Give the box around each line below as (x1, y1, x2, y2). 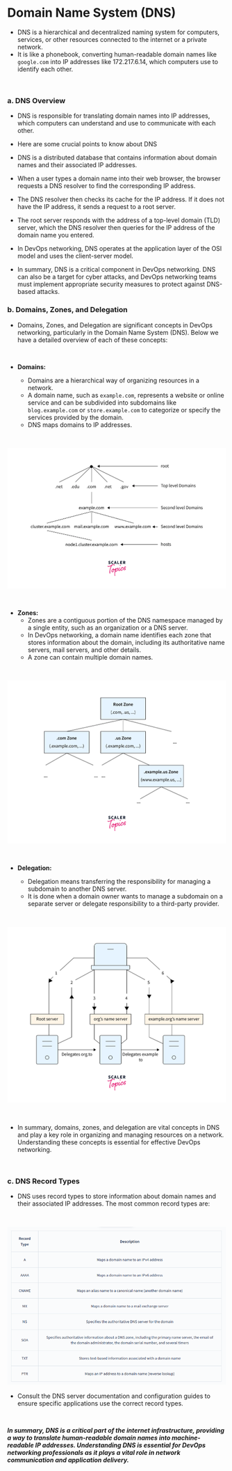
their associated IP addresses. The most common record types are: (17, 1199, 210, 1208)
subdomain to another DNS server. (27, 885, 127, 893)
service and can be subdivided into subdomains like (27, 398, 177, 407)
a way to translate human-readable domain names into (7, 1433, 171, 1442)
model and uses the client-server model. (17, 252, 134, 260)
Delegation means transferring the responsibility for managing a (27, 877, 211, 885)
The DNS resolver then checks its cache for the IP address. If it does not (17, 195, 224, 203)
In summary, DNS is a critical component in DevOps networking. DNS (17, 265, 216, 274)
